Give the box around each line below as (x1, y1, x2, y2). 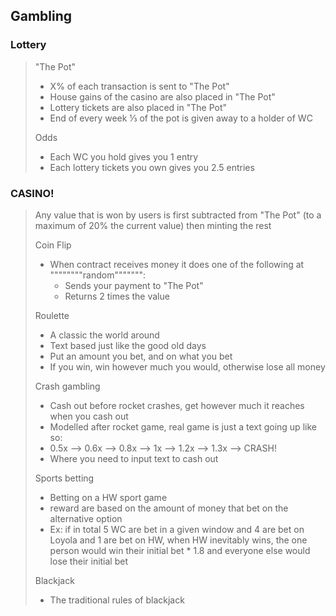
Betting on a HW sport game (49, 491, 168, 503)
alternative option (49, 512, 123, 524)
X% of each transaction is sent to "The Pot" (49, 80, 230, 92)
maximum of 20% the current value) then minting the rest (34, 219, 272, 231)
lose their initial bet (49, 555, 129, 567)
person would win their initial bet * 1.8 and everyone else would (49, 544, 311, 556)
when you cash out (49, 410, 129, 422)
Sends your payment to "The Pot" (64, 279, 204, 291)
